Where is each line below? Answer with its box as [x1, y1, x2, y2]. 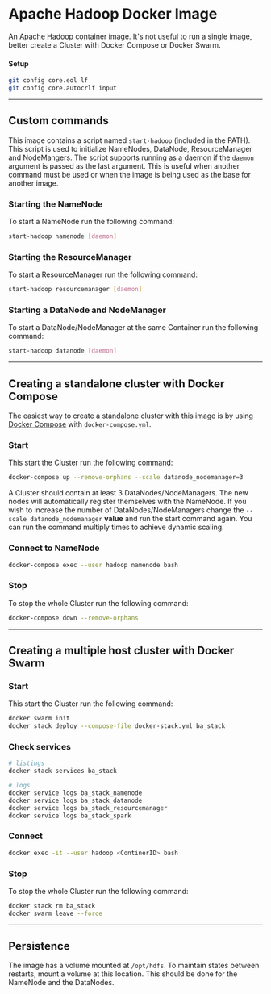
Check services [8, 741, 71, 752]
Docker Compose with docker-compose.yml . [8, 420, 152, 429]
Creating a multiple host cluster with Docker [8, 643, 235, 658]
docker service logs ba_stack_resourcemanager [8, 804, 168, 812]
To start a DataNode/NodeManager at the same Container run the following [8, 323, 259, 332]
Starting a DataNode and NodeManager [8, 304, 167, 315]
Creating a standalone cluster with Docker [8, 377, 225, 390]
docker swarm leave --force [8, 909, 103, 917]
